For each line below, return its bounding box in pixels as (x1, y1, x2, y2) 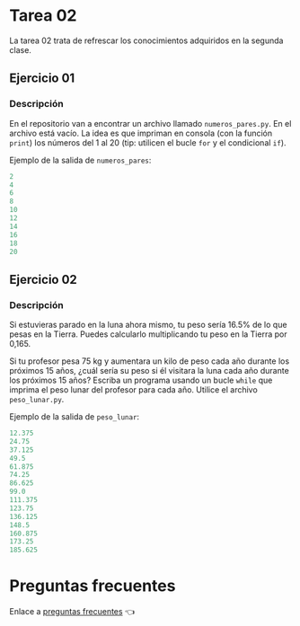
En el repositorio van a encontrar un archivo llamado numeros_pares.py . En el (9, 118, 292, 128)
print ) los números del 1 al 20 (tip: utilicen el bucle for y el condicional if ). (9, 137, 287, 148)
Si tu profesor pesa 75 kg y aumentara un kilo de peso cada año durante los (9, 356, 290, 366)
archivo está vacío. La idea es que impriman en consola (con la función (9, 128, 273, 138)
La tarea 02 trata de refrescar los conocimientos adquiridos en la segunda (9, 35, 284, 46)
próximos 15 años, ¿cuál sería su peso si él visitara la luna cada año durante (9, 366, 289, 376)
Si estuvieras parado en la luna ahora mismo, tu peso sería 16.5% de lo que (9, 320, 287, 331)
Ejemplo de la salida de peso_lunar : (9, 411, 140, 422)
